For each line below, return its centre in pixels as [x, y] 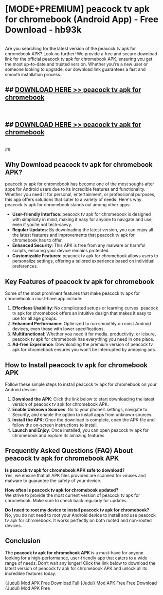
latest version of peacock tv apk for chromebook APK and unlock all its [76, 568]
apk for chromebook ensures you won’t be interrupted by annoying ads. [84, 350]
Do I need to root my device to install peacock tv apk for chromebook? [77, 510]
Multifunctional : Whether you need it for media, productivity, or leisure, [84, 334]
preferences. [25, 266]
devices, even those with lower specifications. [58, 329]
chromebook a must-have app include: [44, 299]
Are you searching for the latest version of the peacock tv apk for [71, 48]
